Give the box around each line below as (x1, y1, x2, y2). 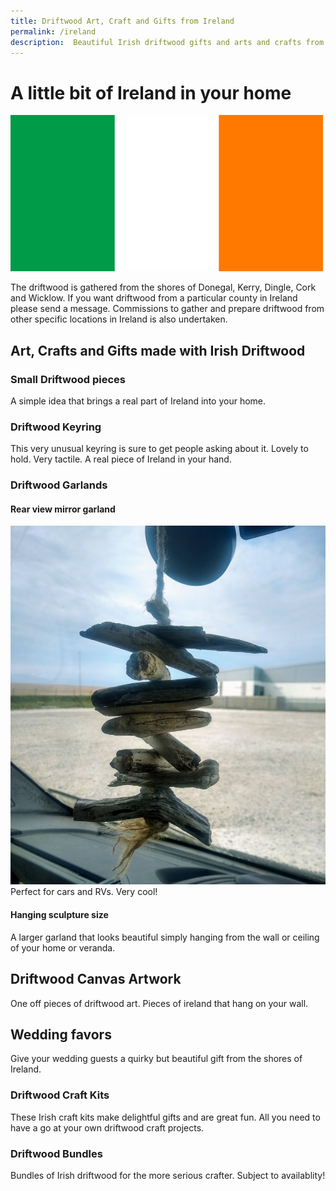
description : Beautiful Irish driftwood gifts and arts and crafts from (10, 37, 325, 47)
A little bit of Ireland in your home (10, 81, 292, 104)
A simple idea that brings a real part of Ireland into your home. (10, 395, 267, 407)
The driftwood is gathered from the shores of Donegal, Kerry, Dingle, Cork (10, 281, 317, 294)
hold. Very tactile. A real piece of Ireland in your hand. (10, 453, 232, 465)
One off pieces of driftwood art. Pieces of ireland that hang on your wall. (10, 997, 309, 1009)
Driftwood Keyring (10, 420, 102, 434)
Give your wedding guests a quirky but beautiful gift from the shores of (10, 1053, 303, 1065)
